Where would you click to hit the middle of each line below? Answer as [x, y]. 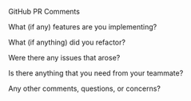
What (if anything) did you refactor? [67, 42]
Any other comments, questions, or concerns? [85, 88]
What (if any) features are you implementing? [83, 27]
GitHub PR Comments [44, 12]
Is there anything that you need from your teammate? [96, 73]
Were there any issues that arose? [64, 58]
